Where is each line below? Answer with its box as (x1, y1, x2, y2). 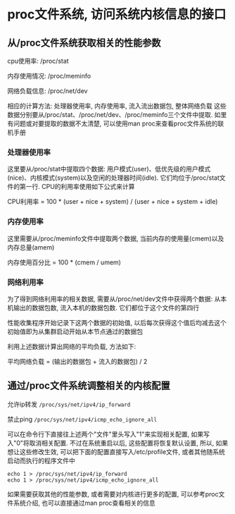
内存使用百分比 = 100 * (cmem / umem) (7, 258, 122, 267)
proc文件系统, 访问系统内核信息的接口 (7, 6, 227, 23)
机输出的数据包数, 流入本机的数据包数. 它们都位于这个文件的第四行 (7, 303, 199, 312)
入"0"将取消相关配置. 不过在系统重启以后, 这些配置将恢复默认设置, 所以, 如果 (7, 439, 229, 447)
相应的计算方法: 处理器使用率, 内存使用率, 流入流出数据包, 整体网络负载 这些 (7, 102, 227, 110)
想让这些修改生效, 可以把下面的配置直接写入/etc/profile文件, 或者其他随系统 (7, 447, 225, 455)
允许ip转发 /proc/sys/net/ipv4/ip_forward (7, 400, 131, 408)
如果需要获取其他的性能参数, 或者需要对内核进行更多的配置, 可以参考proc (7, 489, 219, 498)
